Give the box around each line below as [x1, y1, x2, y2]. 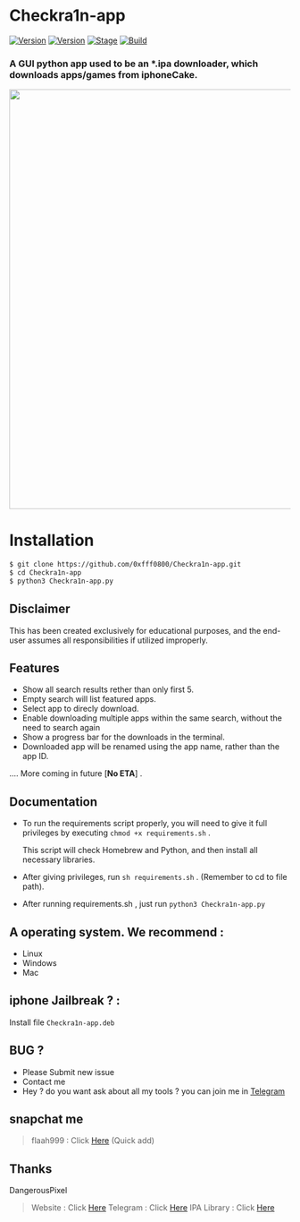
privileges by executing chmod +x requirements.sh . [21, 827, 212, 838]
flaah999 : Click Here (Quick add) [30, 1135, 154, 1146]
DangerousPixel [9, 1185, 68, 1196]
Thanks [9, 1161, 53, 1176]
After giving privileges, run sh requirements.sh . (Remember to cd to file [21, 872, 287, 883]
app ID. [21, 751, 49, 762]
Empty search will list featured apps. [21, 694, 156, 705]
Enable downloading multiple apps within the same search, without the [21, 713, 283, 723]
